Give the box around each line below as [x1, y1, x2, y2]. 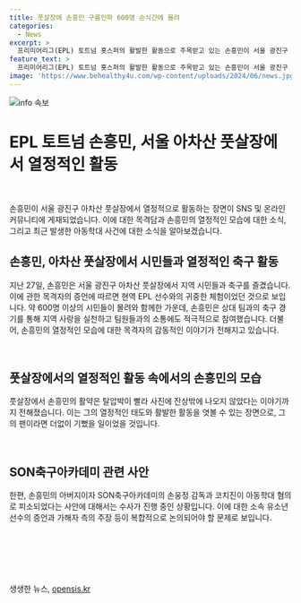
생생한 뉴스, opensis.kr [9, 583, 91, 594]
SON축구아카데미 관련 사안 [9, 464, 150, 479]
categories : [9, 22, 54, 30]
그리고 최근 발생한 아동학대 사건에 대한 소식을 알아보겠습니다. [9, 225, 222, 236]
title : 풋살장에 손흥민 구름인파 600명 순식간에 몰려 [9, 13, 181, 22]
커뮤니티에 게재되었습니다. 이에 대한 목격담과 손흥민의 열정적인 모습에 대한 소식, [9, 214, 287, 225]
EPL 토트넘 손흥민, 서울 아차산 [9, 132, 217, 152]
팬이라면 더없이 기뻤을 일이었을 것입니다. [18, 418, 160, 429]
